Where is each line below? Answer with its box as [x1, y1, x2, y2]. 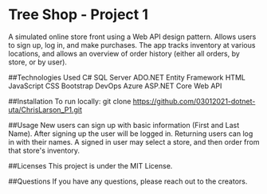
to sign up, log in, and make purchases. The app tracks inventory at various [8, 40, 256, 49]
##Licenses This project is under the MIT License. [8, 161, 173, 170]
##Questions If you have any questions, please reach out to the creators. [8, 177, 248, 186]
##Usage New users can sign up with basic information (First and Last [8, 120, 240, 130]
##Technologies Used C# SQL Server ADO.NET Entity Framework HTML [8, 72, 245, 82]
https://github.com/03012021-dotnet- [132, 96, 256, 106]
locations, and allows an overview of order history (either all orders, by [8, 48, 241, 58]
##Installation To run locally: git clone [8, 96, 132, 106]
